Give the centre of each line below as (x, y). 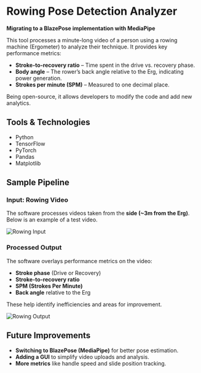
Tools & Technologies (48, 122)
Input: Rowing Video (37, 200)
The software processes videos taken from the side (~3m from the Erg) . (98, 213)
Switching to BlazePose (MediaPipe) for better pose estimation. (97, 350)
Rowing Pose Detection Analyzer (92, 11)
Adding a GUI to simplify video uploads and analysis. (82, 356)
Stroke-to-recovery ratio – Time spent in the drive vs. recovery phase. (105, 65)
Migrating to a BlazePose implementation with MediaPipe (81, 28)
